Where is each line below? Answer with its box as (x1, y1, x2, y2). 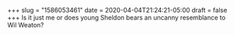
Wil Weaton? (7, 21, 45, 29)
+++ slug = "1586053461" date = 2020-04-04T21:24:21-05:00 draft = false (7, 6, 228, 14)
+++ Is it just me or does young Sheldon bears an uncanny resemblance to (7, 13, 225, 22)
